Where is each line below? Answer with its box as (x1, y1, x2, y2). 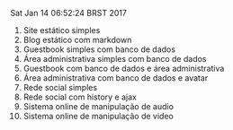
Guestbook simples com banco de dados (22, 44, 176, 55)
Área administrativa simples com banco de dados (22, 54, 207, 64)
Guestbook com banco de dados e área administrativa (22, 63, 225, 74)
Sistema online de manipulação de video (22, 111, 174, 121)
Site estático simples (22, 25, 101, 35)
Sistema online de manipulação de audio (22, 101, 175, 111)
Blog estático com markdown (22, 35, 132, 45)
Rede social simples (22, 82, 98, 92)
